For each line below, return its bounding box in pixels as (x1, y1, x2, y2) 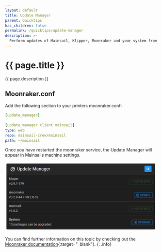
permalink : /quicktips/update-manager (5, 28, 83, 33)
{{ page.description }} (5, 75, 49, 82)
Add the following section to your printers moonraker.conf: (5, 103, 122, 108)
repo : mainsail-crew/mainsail (5, 133, 66, 138)
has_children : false (5, 23, 47, 28)
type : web (5, 128, 25, 133)
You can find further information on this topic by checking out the (5, 236, 136, 242)
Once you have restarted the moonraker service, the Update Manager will (5, 147, 152, 152)
